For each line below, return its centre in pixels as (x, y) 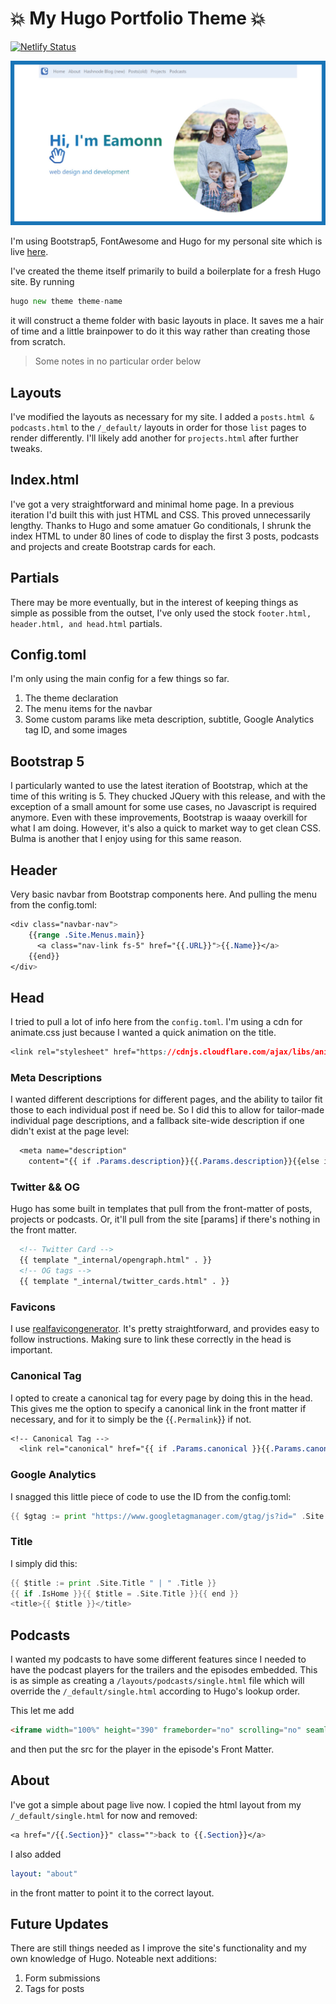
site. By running (42, 282)
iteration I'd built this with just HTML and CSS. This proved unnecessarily (160, 514)
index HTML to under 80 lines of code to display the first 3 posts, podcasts (165, 536)
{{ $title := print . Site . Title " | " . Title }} (113, 1583)
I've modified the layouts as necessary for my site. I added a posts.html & (162, 416)
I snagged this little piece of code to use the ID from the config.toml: (151, 1496)
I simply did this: (44, 1563)
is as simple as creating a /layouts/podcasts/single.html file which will (157, 1681)
